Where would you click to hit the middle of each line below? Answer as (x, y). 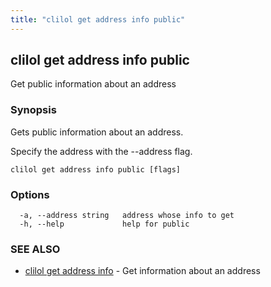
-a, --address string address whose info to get (127, 216)
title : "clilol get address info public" (98, 19)
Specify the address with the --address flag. (101, 151)
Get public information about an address (93, 84)
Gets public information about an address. (97, 132)
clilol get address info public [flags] (96, 169)
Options (30, 194)
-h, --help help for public (104, 224)
